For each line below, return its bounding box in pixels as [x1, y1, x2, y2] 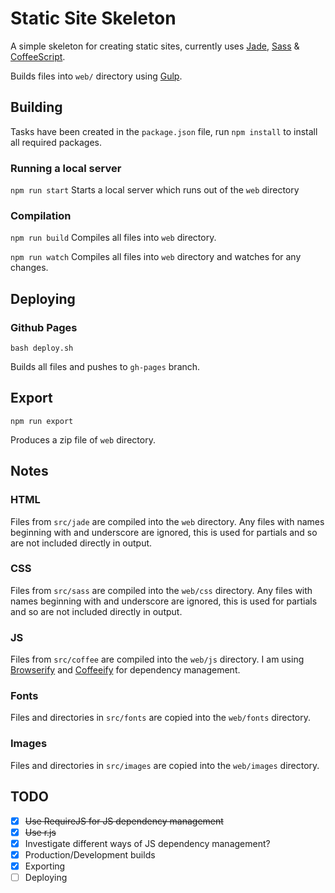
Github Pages [10, 320, 78, 334]
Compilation [10, 208, 72, 222]
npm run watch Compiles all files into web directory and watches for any [10, 251, 302, 263]
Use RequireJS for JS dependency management [24, 815, 224, 827]
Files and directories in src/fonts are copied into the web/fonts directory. [10, 712, 312, 724]
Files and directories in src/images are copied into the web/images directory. [10, 759, 320, 771]
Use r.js [24, 826, 57, 838]
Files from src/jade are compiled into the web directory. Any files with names [10, 515, 325, 527]
